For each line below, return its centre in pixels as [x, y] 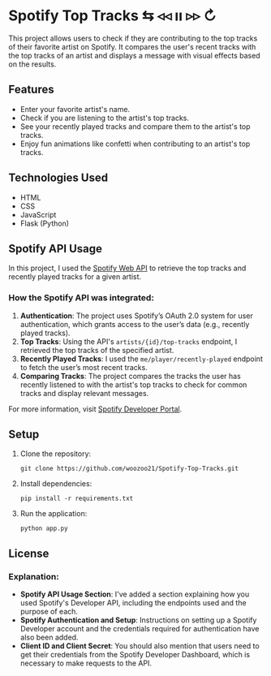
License [29, 553]
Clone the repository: [56, 454]
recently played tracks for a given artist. [75, 277]
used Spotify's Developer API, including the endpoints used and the [133, 603]
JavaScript [38, 214]
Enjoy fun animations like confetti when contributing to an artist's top [135, 144]
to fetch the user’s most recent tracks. [84, 367]
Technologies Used [58, 178]
